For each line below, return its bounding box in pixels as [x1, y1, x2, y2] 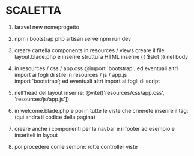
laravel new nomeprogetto [14, 23, 79, 31]
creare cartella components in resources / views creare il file [14, 46, 165, 54]
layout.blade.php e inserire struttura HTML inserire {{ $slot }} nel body [14, 53, 189, 60]
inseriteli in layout [14, 131, 58, 139]
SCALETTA [5, 4, 61, 17]
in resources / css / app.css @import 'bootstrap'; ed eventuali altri [14, 64, 178, 72]
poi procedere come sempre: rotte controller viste [14, 143, 138, 150]
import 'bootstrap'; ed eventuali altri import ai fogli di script [14, 77, 160, 85]
